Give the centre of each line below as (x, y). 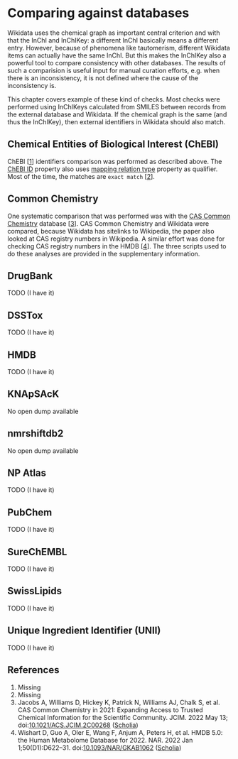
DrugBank (30, 276)
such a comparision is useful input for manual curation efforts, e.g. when (114, 70)
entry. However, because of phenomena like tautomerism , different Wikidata (119, 48)
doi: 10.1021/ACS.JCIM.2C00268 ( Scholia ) (78, 725)
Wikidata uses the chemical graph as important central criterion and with (114, 33)
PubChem (30, 512)
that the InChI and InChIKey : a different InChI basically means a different (113, 40)
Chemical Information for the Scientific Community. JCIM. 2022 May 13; (123, 717)
